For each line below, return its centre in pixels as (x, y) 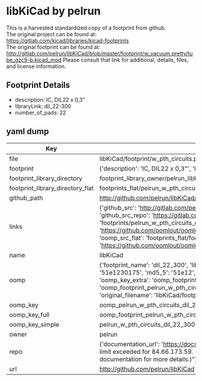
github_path (26, 198)
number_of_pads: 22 (40, 112)
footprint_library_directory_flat (51, 188)
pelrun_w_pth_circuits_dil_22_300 (147, 324)
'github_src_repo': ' (126, 215)
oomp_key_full (29, 315)
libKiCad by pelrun (54, 11)
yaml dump (28, 132)
